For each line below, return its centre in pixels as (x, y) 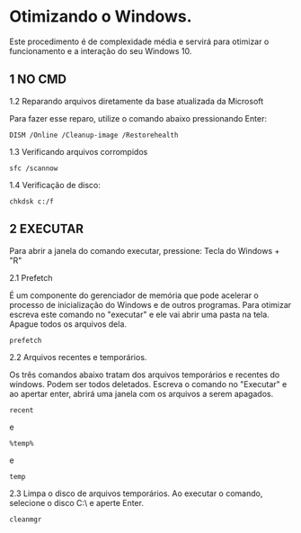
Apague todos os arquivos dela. (68, 324)
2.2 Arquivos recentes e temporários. (78, 357)
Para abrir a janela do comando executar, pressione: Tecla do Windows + (145, 250)
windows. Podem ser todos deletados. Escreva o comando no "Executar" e (148, 384)
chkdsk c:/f (31, 201)
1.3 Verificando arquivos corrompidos (79, 151)
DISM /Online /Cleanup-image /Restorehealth (94, 135)
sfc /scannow (34, 168)
